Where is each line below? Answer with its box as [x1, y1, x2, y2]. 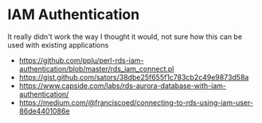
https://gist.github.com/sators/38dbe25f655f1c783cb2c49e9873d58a [18, 72, 249, 82]
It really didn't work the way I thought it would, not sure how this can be [7, 32, 243, 41]
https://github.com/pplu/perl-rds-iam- [18, 56, 144, 65]
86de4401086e [18, 106, 70, 116]
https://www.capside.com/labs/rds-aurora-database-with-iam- [18, 81, 226, 90]
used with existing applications [7, 40, 109, 49]
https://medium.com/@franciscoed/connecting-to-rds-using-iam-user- [18, 98, 254, 107]
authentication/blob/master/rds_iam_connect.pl [18, 63, 174, 73]
